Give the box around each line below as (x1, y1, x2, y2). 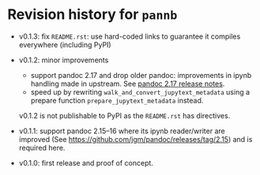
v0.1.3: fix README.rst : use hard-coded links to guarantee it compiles (18, 32, 241, 41)
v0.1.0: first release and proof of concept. (18, 158, 153, 167)
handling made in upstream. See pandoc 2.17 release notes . (30, 79, 225, 88)
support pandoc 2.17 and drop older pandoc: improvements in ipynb (30, 70, 252, 80)
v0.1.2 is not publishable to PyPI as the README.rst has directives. (18, 110, 231, 120)
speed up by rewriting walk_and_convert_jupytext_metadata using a (30, 87, 251, 96)
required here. (18, 143, 66, 152)
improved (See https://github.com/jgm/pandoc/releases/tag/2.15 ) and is (18, 134, 253, 143)
